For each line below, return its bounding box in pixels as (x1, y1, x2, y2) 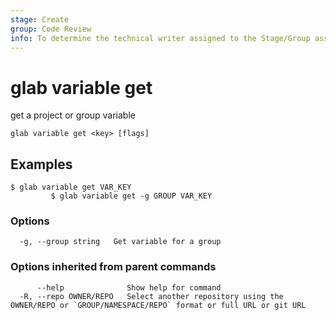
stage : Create (10, 14, 70, 25)
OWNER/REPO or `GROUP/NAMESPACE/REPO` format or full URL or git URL (10, 300, 307, 310)
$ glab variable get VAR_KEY (10, 182, 132, 193)
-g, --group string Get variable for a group (19, 237, 222, 247)
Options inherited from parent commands (10, 260, 217, 274)
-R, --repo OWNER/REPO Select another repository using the (19, 291, 284, 301)
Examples (10, 156, 73, 173)
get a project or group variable (10, 109, 136, 121)
